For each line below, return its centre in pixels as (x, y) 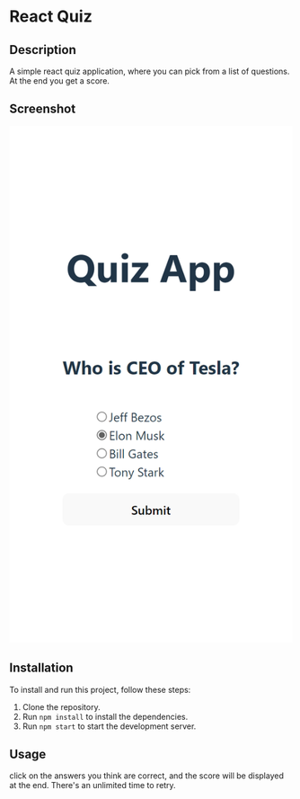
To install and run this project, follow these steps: (100, 689)
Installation (41, 668)
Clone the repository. (61, 706)
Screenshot (43, 109)
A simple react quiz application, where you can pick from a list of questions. (150, 71)
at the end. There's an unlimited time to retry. (93, 786)
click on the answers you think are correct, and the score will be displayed (147, 776)
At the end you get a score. (60, 81)
